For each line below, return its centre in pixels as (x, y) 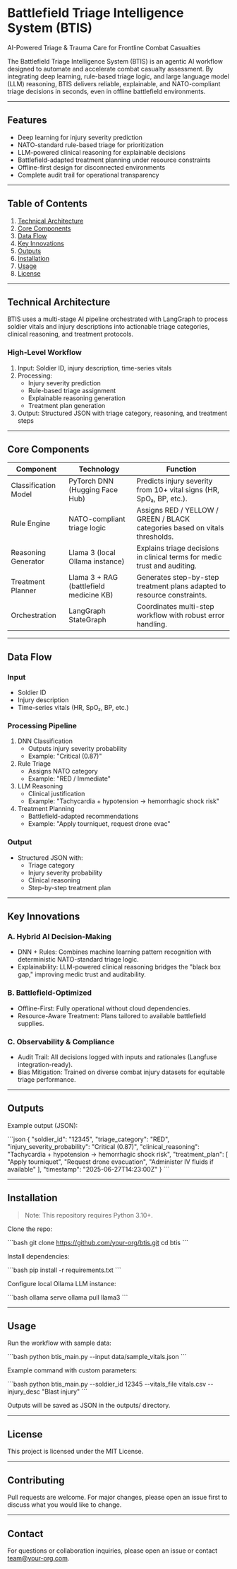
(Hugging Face (93, 490)
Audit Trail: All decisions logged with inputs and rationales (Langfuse (117, 1057)
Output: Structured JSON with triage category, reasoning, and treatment (122, 413)
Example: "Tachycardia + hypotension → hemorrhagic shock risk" (124, 801)
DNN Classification (45, 741)
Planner (24, 590)
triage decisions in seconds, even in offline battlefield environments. (107, 91)
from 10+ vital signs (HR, (178, 490)
